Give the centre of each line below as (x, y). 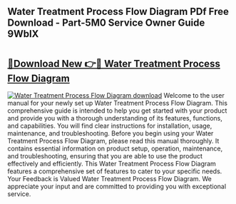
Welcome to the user (194, 95)
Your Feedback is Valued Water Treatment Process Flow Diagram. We (109, 179)
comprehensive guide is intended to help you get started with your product (117, 111)
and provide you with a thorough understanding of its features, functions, (115, 118)
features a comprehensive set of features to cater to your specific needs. (115, 171)
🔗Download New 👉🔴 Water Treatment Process (114, 63)
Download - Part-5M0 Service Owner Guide (106, 23)
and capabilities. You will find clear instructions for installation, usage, (110, 126)
